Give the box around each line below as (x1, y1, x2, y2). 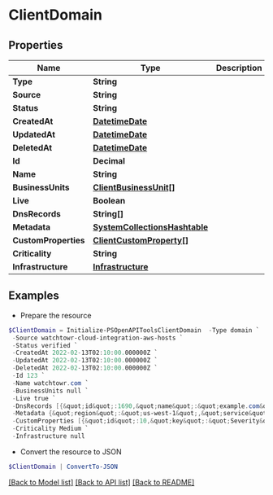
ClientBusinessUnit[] (93, 182, 175, 193)
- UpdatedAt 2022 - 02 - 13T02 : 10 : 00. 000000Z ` (11, 357, 158, 365)
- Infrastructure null (11, 432, 85, 440)
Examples (8, 289, 59, 303)
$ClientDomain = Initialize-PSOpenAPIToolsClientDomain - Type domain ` (8, 326, 260, 335)
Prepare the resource (19, 310, 92, 320)
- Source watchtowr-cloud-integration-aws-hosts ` (11, 334, 184, 342)
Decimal (93, 156, 126, 166)
